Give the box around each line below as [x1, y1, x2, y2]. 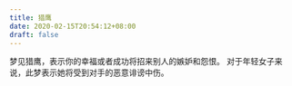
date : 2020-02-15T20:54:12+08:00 [9, 22, 136, 31]
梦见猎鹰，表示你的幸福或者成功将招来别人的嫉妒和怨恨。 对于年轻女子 [9, 56, 275, 67]
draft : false [9, 30, 59, 39]
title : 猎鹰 [9, 13, 52, 23]
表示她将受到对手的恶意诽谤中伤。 [40, 67, 169, 78]
